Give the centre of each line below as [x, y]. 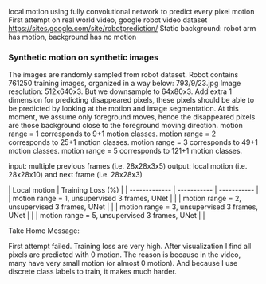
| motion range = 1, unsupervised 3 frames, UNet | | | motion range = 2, [125, 199]
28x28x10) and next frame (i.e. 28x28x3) [76, 175]
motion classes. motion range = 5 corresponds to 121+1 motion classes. [125, 151]
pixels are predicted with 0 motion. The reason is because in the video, [125, 255]
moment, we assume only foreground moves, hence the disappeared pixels [132, 117]
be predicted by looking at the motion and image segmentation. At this [123, 109]
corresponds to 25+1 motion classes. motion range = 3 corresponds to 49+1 [133, 142]
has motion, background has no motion [72, 37]
